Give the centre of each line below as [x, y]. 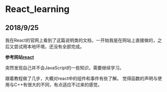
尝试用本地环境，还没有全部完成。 [49, 46]
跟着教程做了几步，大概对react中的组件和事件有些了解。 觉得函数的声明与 [81, 78]
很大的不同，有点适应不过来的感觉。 [65, 84]
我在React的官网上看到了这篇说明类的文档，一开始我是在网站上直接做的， [81, 40]
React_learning [37, 9]
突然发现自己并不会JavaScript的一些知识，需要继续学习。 [65, 68]
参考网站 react [20, 57]
